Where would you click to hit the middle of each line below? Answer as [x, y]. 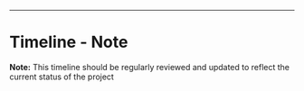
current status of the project [62, 77]
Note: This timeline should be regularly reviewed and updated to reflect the [150, 67]
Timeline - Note [69, 42]
